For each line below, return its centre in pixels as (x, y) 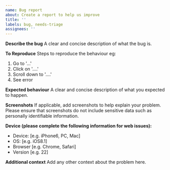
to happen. (17, 95)
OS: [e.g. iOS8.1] (30, 141)
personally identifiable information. (42, 116)
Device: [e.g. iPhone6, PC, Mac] (46, 136)
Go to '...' (22, 63)
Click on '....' (26, 69)
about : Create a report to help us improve (53, 15)
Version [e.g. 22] (31, 152)
